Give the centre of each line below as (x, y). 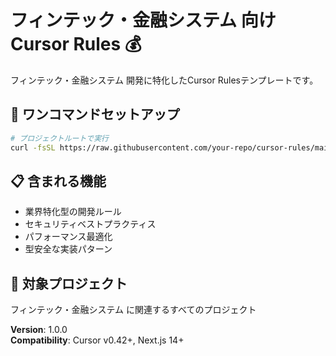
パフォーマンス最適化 (68, 237)
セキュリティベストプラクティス (90, 224)
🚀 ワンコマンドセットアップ (95, 114)
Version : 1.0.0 (39, 330)
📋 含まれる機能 (58, 181)
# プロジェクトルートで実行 (60, 138)
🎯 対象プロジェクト (69, 283)
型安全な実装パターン (68, 249)
